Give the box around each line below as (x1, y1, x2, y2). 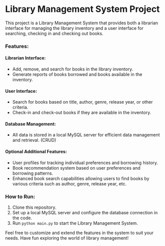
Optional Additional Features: (5, 149, 67, 155)
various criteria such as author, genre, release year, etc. (12, 181, 127, 186)
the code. (12, 215, 32, 221)
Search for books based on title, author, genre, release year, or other (12, 99, 153, 105)
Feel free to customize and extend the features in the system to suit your (5, 230, 154, 236)
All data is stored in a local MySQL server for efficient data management (12, 132, 160, 138)
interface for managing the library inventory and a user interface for (5, 25, 144, 31)
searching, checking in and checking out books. (5, 30, 103, 36)
